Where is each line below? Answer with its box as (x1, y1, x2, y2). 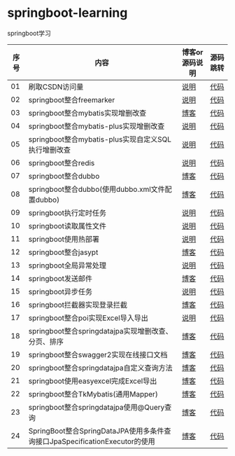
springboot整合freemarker (28, 95, 115, 104)
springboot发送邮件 (28, 273, 93, 283)
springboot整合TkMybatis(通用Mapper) (28, 389, 159, 399)
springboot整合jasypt (28, 247, 99, 257)
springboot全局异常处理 (28, 261, 107, 270)
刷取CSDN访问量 (28, 82, 84, 92)
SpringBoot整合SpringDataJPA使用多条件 (28, 426, 164, 436)
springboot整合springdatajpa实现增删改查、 (28, 326, 173, 336)
